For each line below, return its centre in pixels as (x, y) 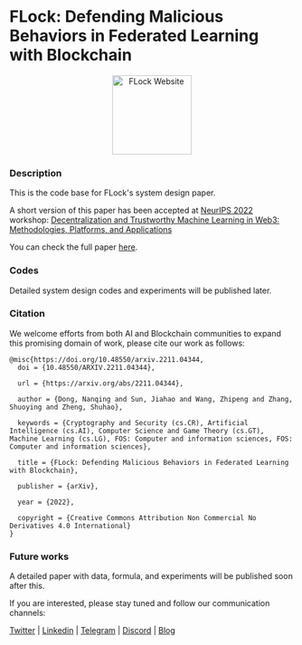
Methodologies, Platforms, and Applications (91, 230)
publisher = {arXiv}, (58, 486)
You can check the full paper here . (74, 247)
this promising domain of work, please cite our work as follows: (127, 343)
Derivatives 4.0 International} (70, 526)
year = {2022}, (46, 502)
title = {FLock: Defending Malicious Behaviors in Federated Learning (153, 462)
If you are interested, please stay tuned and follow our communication (140, 603)
